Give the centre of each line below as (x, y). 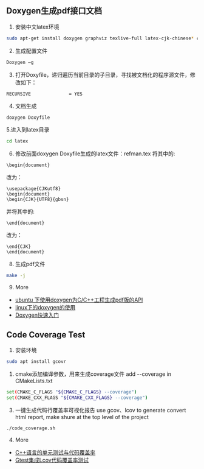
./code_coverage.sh (31, 428)
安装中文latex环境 (37, 27)
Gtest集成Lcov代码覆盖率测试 (52, 460)
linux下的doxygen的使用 (45, 308)
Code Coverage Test (46, 335)
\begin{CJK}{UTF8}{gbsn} (38, 200)
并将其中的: (21, 211)
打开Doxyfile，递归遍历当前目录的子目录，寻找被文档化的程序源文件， (102, 74)
